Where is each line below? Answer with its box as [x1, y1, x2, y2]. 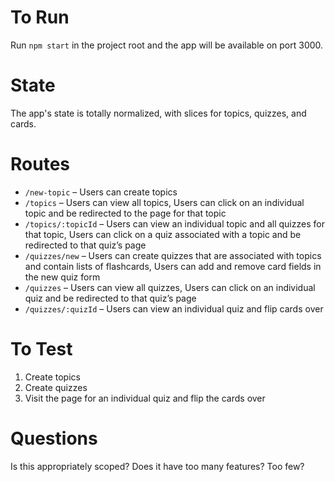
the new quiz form [24, 271, 101, 283]
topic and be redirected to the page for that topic [24, 207, 227, 219]
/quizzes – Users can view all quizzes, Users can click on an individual [24, 281, 316, 293]
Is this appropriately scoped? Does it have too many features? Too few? [10, 460, 305, 472]
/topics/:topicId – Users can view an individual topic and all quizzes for [24, 217, 325, 230]
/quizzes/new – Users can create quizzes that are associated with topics [24, 249, 322, 261]
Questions [10, 427, 98, 450]
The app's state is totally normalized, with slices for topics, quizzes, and [10, 107, 307, 119]
